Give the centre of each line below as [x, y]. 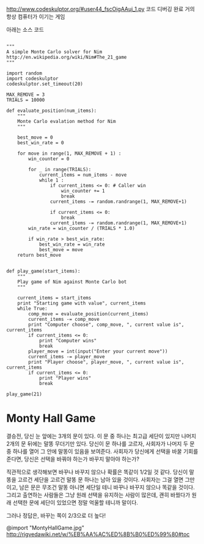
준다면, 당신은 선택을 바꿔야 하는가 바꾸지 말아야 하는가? [73, 459]
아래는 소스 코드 [25, 30]
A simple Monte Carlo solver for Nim [54, 52]
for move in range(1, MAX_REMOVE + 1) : [69, 153]
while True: [32, 309]
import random [24, 73]
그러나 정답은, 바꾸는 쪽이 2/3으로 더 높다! [56, 515]
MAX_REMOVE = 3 [26, 95]
